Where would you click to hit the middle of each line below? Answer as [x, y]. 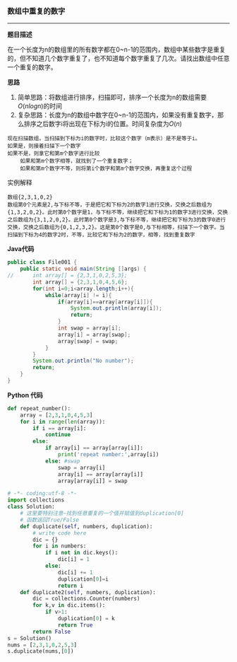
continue [58, 435]
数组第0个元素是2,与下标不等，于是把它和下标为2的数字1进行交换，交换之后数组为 [110, 205]
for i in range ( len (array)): [63, 422]
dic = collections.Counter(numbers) [86, 599]
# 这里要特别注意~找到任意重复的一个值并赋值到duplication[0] [102, 513]
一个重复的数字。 [32, 67]
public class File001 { [42, 262]
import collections [36, 500]
